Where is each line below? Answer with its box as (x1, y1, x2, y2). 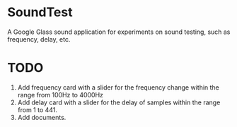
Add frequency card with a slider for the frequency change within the (17, 83, 219, 92)
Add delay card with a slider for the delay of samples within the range (17, 98, 221, 107)
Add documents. (17, 113, 67, 121)
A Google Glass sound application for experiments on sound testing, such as (7, 28, 231, 36)
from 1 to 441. (17, 105, 58, 114)
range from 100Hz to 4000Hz (17, 90, 104, 99)
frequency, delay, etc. (7, 35, 71, 43)
